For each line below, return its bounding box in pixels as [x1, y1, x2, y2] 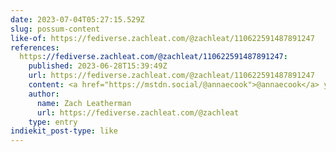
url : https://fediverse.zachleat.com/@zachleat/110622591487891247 [28, 71, 315, 81]
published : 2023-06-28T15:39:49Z [28, 61, 168, 71]
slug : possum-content [10, 24, 101, 34]
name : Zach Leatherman [36, 98, 132, 108]
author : [28, 89, 60, 99]
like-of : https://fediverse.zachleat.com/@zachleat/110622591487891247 [10, 33, 315, 43]
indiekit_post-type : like [10, 126, 118, 136]
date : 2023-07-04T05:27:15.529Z [10, 14, 145, 25]
